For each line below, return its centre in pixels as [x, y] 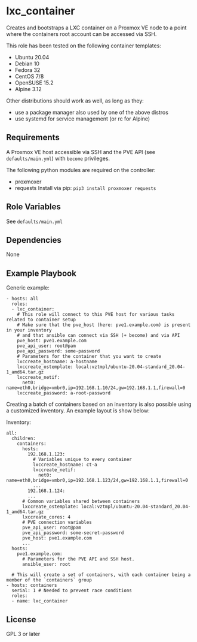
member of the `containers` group [49, 580]
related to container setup [41, 320]
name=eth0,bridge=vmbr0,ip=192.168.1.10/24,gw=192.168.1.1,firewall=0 [96, 388]
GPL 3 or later [23, 634]
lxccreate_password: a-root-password [64, 393]
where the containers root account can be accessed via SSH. [81, 34]
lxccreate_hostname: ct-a [65, 465]
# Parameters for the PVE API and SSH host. [78, 559]
